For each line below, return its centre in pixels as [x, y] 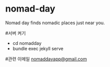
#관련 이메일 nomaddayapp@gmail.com [46, 59]
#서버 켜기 [16, 33]
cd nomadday [27, 43]
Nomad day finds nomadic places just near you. [55, 23]
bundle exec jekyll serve [38, 48]
